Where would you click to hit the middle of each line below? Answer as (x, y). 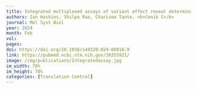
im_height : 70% (25, 71)
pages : (14, 44)
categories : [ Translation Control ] (50, 77)
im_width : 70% (23, 66)
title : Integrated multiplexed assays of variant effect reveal (86, 11)
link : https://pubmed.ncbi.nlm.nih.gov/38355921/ (68, 55)
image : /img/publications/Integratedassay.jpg (64, 60)
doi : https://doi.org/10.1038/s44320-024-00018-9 (68, 50)
